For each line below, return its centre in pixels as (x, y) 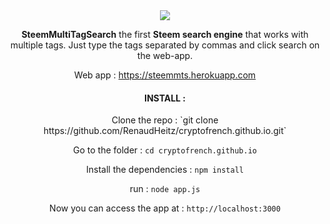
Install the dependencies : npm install (165, 170)
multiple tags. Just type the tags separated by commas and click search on (165, 45)
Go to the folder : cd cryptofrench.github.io (165, 150)
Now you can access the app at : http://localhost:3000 (165, 208)
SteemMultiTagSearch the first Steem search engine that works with (165, 34)
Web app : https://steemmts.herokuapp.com (165, 75)
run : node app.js (165, 189)
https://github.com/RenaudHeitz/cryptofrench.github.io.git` (165, 131)
